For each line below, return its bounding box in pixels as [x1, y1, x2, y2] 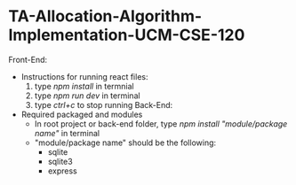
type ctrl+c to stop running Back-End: [34, 99, 173, 110]
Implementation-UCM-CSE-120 [8, 25, 245, 45]
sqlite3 [47, 156, 73, 166]
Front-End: [8, 54, 48, 65]
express [47, 166, 77, 176]
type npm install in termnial [34, 81, 134, 91]
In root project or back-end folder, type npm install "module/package [34, 118, 288, 129]
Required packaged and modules [20, 109, 143, 119]
